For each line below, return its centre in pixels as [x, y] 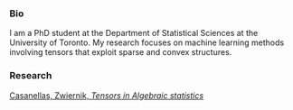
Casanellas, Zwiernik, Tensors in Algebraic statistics [107, 95]
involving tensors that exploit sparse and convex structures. [121, 52]
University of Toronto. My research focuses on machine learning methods [147, 42]
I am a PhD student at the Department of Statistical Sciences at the [134, 33]
